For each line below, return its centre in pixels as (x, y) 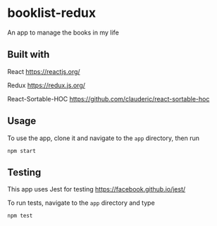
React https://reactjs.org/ (44, 71)
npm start (22, 151)
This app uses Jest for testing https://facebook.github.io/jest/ (97, 189)
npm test (20, 216)
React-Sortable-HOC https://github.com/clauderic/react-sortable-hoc (108, 99)
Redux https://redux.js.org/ (46, 85)
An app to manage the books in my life (63, 32)
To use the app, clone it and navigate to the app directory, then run (103, 138)
